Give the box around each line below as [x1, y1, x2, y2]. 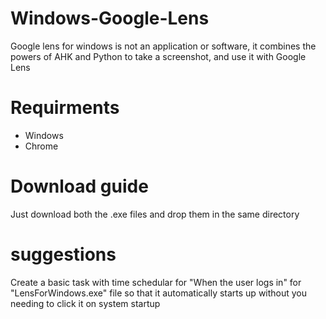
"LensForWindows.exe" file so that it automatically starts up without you [10, 287, 308, 299]
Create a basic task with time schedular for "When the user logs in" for [10, 276, 302, 288]
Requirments [10, 97, 120, 119]
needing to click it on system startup [10, 297, 161, 309]
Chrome [24, 140, 59, 152]
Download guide [10, 175, 149, 198]
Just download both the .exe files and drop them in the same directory [10, 208, 300, 220]
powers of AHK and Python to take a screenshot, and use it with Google [10, 50, 307, 62]
